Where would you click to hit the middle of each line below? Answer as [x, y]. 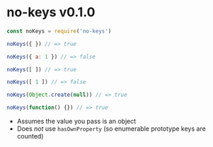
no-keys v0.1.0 [51, 12]
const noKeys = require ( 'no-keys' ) [59, 31]
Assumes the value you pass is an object [76, 122]
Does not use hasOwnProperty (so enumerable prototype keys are [111, 129]
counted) [30, 136]
